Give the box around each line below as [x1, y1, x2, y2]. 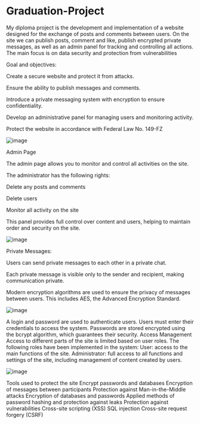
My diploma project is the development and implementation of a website [6, 24, 184, 31]
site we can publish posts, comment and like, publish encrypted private [6, 36, 181, 44]
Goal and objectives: [6, 61, 57, 68]
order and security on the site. [6, 224, 81, 231]
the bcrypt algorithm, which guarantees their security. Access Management [6, 331, 192, 338]
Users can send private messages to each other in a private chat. [6, 259, 167, 266]
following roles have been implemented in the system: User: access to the [6, 343, 188, 350]
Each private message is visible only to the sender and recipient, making [6, 270, 184, 277]
